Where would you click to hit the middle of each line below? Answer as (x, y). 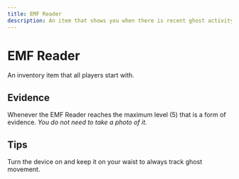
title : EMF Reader (34, 14)
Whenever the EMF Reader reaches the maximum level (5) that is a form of (117, 115)
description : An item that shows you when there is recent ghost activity (121, 21)
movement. (24, 169)
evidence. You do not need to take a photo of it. (77, 122)
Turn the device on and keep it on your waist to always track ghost (105, 162)
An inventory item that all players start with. (71, 75)
